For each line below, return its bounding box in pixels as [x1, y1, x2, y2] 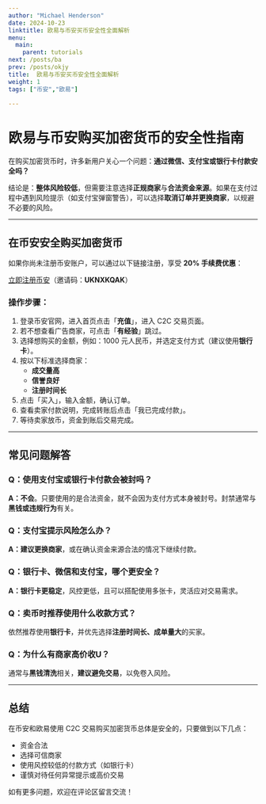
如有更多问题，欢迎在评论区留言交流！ [8, 787, 133, 797]
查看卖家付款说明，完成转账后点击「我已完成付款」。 [19, 406, 190, 415]
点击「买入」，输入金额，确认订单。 [19, 395, 135, 405]
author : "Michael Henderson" [8, 11, 104, 20]
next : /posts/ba [8, 56, 62, 64]
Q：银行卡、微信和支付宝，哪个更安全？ [8, 566, 161, 577]
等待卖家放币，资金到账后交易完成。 [19, 415, 139, 425]
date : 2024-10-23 [8, 19, 66, 27]
